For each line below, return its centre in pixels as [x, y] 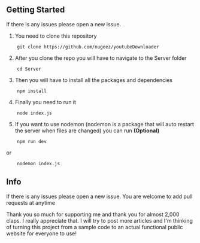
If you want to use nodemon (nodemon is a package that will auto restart [104, 124]
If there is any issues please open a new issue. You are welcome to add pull [99, 196]
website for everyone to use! [41, 233]
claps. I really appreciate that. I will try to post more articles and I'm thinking [100, 220]
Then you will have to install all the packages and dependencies [93, 80]
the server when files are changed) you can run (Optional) [87, 130]
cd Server [29, 69]
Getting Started [36, 10]
